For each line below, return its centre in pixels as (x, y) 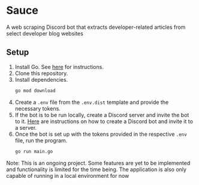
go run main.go (34, 151)
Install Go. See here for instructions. (59, 67)
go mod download (35, 91)
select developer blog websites (45, 33)
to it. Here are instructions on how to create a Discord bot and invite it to (104, 121)
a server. (26, 127)
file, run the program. (41, 140)
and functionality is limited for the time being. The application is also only (97, 169)
